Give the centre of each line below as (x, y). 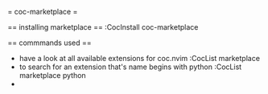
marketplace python (52, 75)
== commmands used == (49, 43)
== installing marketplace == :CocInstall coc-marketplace (103, 27)
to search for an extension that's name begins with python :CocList (130, 67)
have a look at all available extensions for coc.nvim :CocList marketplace (140, 58)
